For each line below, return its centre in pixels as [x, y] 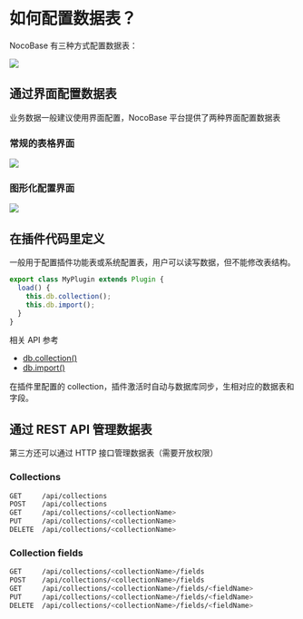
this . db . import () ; [60, 305]
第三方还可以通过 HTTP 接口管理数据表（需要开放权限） [114, 453]
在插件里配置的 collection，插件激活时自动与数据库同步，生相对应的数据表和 [152, 387]
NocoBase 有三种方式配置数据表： [73, 45]
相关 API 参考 [34, 340]
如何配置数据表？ [73, 19]
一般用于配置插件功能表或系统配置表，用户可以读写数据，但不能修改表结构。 [152, 262]
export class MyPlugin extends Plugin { [87, 280]
